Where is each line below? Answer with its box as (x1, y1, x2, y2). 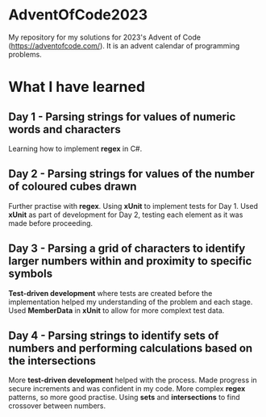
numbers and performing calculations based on (8, 341, 253, 355)
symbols (8, 267, 53, 281)
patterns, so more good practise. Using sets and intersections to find (8, 393, 240, 402)
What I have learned (8, 78, 146, 96)
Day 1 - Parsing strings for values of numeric (8, 110, 236, 123)
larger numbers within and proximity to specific (8, 254, 252, 268)
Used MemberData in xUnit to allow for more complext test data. (8, 305, 225, 315)
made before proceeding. (8, 218, 94, 227)
